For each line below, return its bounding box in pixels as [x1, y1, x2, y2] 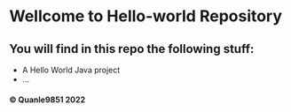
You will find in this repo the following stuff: [9, 41, 255, 56]
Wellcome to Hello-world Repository [9, 6, 282, 26]
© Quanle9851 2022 [9, 94, 86, 105]
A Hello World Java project [21, 64, 121, 75]
